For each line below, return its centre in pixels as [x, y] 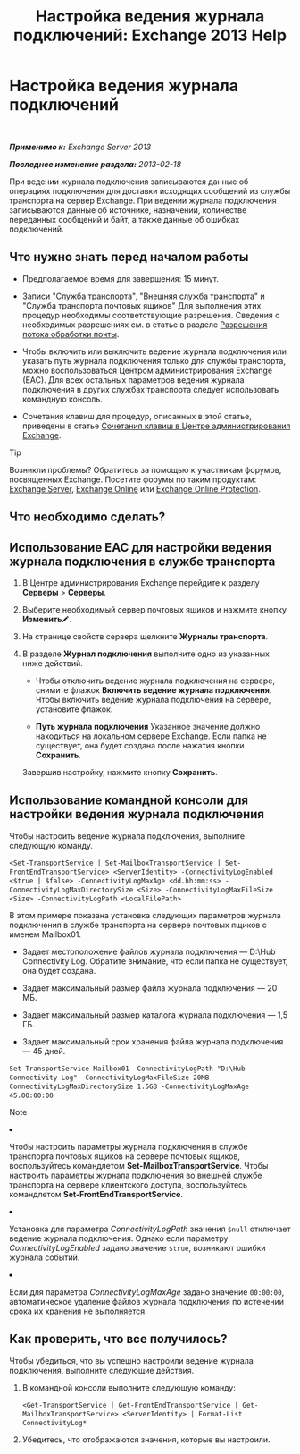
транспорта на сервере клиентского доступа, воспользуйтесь [129, 1184]
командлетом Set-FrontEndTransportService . [96, 1194]
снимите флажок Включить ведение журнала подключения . [154, 689]
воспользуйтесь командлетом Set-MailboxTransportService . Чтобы [139, 1165]
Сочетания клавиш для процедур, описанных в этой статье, [137, 416]
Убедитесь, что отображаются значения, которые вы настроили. [146, 1439]
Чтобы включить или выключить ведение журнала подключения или [154, 351]
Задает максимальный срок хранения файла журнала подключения [153, 1041]
